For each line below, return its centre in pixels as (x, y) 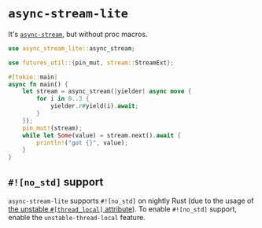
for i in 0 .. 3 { (63, 99)
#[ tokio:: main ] (33, 77)
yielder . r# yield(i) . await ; (94, 106)
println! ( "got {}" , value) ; (82, 143)
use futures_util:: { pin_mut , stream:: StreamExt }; (91, 63)
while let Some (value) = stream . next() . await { (101, 135)
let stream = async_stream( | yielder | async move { (107, 92)
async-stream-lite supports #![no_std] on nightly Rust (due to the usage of (131, 200)
